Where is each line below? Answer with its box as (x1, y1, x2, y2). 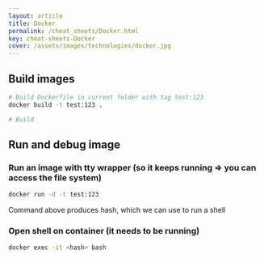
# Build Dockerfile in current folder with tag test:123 (8, 93, 204, 101)
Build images (8, 72, 75, 86)
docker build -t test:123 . (8, 100, 103, 109)
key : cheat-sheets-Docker (8, 34, 95, 43)
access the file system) (8, 171, 103, 183)
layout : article (8, 11, 63, 20)
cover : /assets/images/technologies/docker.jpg (8, 42, 172, 50)
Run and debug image (8, 137, 121, 151)
